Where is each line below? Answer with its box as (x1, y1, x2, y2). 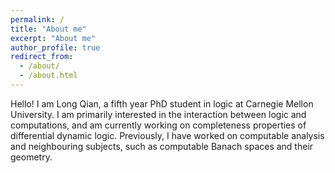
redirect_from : (10, 52, 74, 62)
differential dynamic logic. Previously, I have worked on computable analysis (10, 129, 325, 141)
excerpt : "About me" (10, 33, 97, 43)
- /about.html (19, 71, 78, 81)
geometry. (10, 151, 53, 163)
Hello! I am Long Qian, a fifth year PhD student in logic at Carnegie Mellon (10, 97, 314, 110)
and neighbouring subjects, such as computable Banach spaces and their (10, 140, 314, 152)
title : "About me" (10, 24, 87, 34)
